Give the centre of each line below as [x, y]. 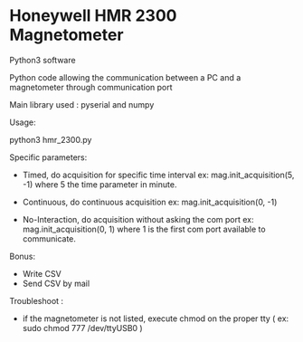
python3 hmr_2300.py [51, 139]
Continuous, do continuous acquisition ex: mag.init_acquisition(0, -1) [150, 202]
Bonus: [23, 256]
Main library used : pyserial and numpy [82, 104]
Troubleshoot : [37, 300]
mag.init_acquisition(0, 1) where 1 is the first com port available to [144, 229]
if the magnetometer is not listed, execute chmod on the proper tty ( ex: [156, 318]
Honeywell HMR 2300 [93, 16]
